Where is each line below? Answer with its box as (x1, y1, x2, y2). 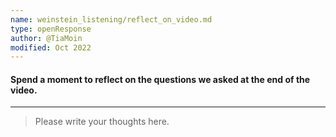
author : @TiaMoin (10, 33, 83, 43)
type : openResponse (10, 24, 92, 34)
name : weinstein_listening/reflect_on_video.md (10, 14, 213, 25)
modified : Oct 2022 (10, 42, 92, 53)
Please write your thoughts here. (34, 116, 170, 128)
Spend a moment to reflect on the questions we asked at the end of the (10, 73, 311, 85)
